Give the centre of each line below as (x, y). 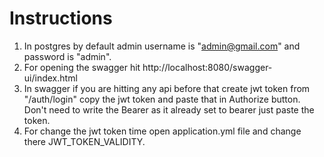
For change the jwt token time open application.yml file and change (162, 131)
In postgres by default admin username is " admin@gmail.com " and (162, 46)
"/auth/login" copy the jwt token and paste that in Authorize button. (162, 99)
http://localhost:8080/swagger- (207, 67)
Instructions (61, 18)
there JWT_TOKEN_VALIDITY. (84, 141)
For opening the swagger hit (82, 67)
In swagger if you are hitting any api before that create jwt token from (167, 88)
